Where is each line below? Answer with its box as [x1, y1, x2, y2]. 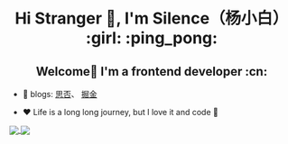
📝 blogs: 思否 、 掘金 [22, 89, 98, 99]
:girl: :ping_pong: [85, 28, 218, 49]
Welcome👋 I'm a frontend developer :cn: [35, 64, 268, 79]
